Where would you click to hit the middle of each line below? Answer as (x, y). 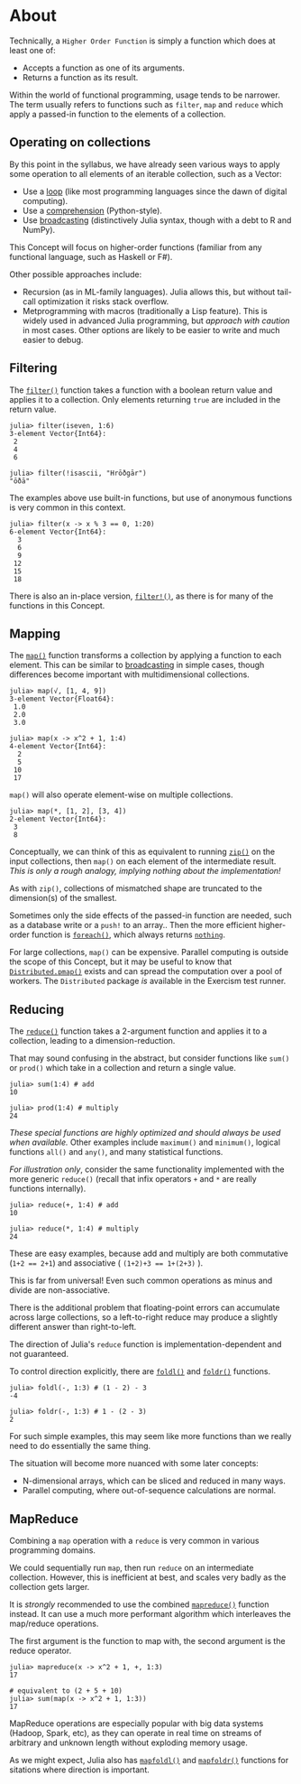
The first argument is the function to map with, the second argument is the (147, 1641)
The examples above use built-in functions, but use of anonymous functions (151, 497)
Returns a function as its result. (80, 77)
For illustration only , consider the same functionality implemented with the (147, 1169)
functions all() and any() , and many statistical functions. (116, 1152)
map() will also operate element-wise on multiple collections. (121, 794)
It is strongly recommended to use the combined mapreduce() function (139, 1604)
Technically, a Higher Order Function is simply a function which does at (143, 41)
